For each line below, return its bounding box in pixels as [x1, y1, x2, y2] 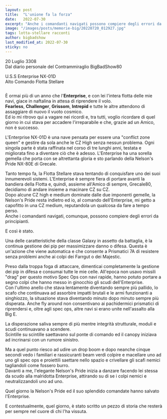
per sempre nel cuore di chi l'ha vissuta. [5, 408, 88, 414]
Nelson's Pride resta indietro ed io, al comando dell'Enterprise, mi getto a [5, 197, 156, 203]
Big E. [5, 311, 17, 317]
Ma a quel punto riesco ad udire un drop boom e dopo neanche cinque [5, 346, 151, 352]
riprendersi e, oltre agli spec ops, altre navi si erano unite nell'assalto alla [5, 305, 155, 311]
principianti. [5, 218, 30, 224]
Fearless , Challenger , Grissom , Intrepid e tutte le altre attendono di [5, 103, 146, 109]
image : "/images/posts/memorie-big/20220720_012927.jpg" [5, 26, 126, 31]
